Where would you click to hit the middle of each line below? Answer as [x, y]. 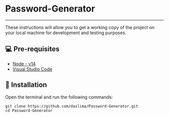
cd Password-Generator [29, 110]
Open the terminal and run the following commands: [59, 97]
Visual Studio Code [32, 69]
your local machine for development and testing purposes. [66, 33]
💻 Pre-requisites [32, 49]
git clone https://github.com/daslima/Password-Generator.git [72, 106]
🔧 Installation [26, 85]
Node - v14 [24, 64]
